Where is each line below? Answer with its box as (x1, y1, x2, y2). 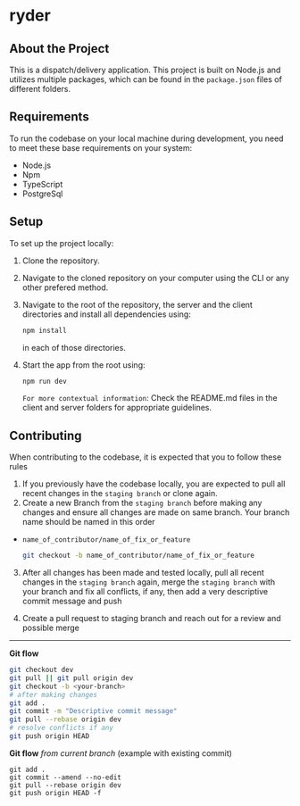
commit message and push (21, 595, 122, 607)
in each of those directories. (21, 342, 127, 353)
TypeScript (21, 179, 63, 189)
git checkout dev (9, 666, 74, 675)
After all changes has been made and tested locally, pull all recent (21, 568, 265, 578)
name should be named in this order (21, 517, 155, 528)
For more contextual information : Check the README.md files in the (21, 393, 279, 403)
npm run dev (21, 377, 67, 386)
